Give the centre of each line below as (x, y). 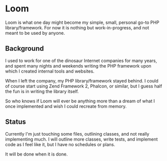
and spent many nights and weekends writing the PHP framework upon (78, 66)
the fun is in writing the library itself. (42, 91)
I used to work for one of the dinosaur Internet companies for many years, (81, 61)
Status (16, 122)
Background (24, 48)
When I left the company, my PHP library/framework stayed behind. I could (82, 80)
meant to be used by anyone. (35, 33)
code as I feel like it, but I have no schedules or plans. (60, 144)
